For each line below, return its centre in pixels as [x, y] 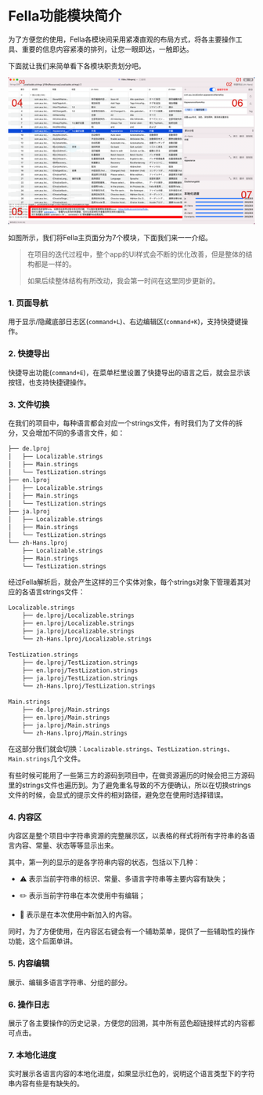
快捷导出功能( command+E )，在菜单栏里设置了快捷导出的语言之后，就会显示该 [129, 372]
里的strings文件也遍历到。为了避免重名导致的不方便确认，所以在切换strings [130, 785]
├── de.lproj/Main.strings [66, 710]
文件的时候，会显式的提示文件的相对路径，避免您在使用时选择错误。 [118, 795]
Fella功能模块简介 [65, 16]
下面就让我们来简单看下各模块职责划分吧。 [77, 66]
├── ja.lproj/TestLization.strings [80, 679]
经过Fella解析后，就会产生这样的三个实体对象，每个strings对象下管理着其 [126, 582]
